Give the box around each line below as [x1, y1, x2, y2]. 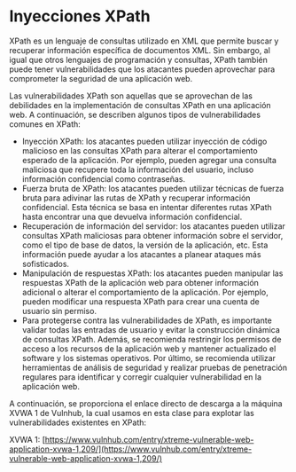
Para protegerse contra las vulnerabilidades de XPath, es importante [21, 315, 272, 326]
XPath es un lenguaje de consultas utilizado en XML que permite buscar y [9, 35, 279, 46]
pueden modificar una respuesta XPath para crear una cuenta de [21, 295, 260, 307]
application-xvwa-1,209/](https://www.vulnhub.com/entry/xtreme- [9, 444, 253, 454]
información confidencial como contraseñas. [21, 173, 186, 184]
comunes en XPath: [9, 118, 82, 130]
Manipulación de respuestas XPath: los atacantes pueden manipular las [21, 268, 284, 279]
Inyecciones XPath [9, 6, 151, 27]
